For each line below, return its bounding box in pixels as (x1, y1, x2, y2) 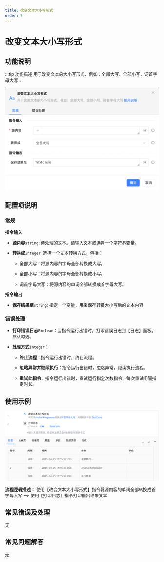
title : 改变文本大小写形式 (5, 8, 54, 13)
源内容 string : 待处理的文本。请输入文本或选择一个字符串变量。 (12, 240, 139, 246)
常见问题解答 (5, 538, 44, 546)
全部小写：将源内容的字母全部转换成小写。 (19, 270, 105, 276)
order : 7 (5, 13, 23, 18)
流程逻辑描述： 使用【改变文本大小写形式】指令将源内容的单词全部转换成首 (5, 486, 156, 492)
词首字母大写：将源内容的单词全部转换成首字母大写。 (19, 281, 127, 287)
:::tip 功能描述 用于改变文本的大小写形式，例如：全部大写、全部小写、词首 (5, 71, 153, 77)
